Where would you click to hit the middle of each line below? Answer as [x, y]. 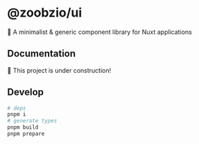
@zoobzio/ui [45, 13]
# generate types [32, 121]
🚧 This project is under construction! [59, 70]
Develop [25, 92]
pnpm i [17, 115]
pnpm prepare [26, 134]
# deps [17, 108]
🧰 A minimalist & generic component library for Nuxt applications [99, 32]
